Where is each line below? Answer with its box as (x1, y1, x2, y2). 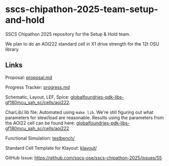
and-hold (5, 14, 45, 26)
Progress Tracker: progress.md (5, 84, 70, 90)
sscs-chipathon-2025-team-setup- (5, 4, 158, 15)
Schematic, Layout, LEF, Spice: (5, 94, 70, 100)
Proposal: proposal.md (5, 74, 52, 80)
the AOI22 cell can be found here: (5, 120, 76, 126)
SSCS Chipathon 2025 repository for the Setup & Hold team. (5, 31, 131, 37)
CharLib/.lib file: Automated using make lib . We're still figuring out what (5, 109, 154, 115)
